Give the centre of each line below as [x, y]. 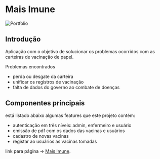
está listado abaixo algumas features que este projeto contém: [70, 115]
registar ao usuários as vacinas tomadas [55, 141]
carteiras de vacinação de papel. [39, 57]
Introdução [23, 39]
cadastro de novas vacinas [41, 136]
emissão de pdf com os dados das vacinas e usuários [69, 131]
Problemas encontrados [30, 66]
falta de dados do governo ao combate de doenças [66, 87]
